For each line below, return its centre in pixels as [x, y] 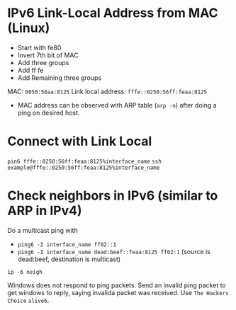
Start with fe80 [39, 47]
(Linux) [29, 28]
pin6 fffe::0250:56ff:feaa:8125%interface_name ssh [84, 161]
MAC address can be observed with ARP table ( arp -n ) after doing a [117, 105]
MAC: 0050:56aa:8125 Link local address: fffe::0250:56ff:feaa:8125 [107, 91]
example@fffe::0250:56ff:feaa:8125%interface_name [84, 168]
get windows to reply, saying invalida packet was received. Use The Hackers [118, 292]
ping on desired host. [49, 113]
